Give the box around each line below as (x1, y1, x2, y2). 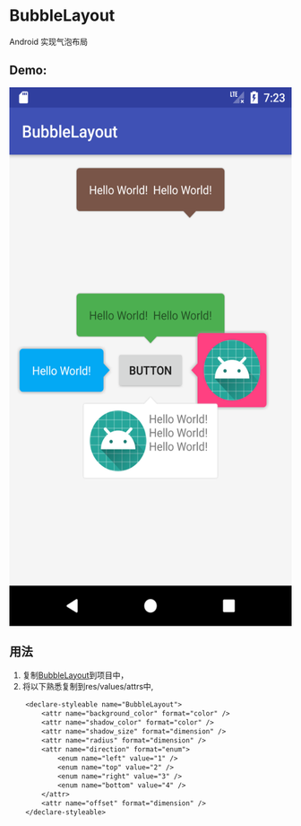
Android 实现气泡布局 (9, 36, 88, 47)
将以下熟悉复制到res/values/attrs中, (21, 681, 154, 691)
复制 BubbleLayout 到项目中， (21, 670, 129, 681)
